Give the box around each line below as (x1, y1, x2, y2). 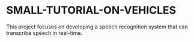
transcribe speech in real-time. (6, 29, 83, 36)
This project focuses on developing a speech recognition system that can (6, 23, 188, 30)
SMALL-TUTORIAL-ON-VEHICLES (6, 4, 177, 17)
